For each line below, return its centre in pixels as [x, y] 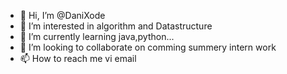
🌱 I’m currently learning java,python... [97, 36]
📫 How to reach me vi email [78, 58]
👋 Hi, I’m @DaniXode [62, 15]
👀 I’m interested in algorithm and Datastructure [116, 26]
